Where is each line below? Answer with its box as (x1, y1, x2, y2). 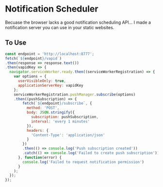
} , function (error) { (17, 155, 62, 160)
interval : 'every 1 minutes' (31, 119, 90, 124)
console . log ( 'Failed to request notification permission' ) (22, 159, 145, 164)
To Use (5, 39, 27, 47)
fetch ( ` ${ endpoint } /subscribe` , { (22, 101, 92, 106)
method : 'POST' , (26, 106, 60, 110)
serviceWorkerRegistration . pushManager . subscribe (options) (14, 92, 136, 97)
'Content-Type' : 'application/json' (31, 132, 105, 138)
